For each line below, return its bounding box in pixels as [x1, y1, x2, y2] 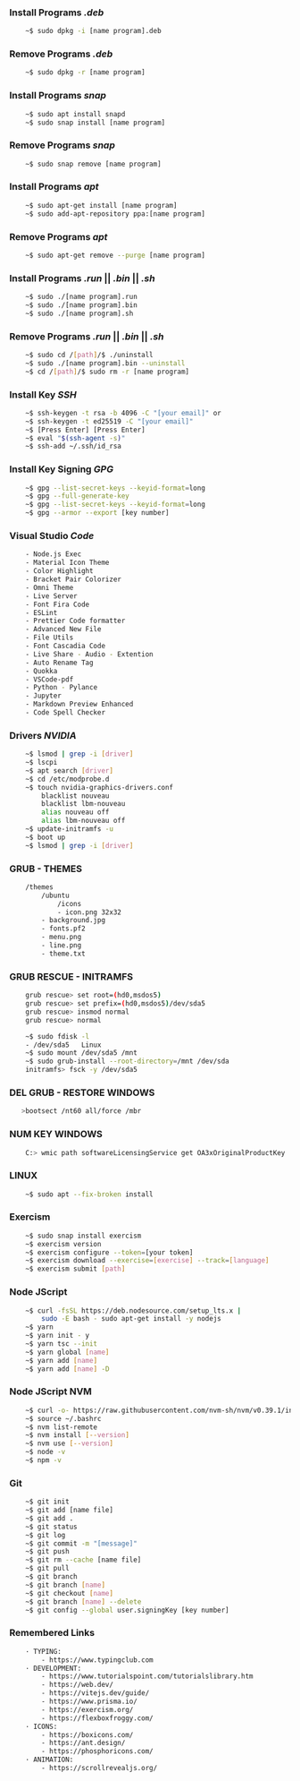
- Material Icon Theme [25, 558, 110, 568]
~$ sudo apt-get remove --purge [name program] [25, 251, 205, 260]
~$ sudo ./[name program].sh [25, 309, 134, 318]
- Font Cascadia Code [25, 642, 105, 651]
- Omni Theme [25, 583, 74, 592]
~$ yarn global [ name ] [25, 1348, 110, 1357]
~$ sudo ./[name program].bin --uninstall [25, 358, 186, 368]
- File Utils [25, 633, 74, 642]
